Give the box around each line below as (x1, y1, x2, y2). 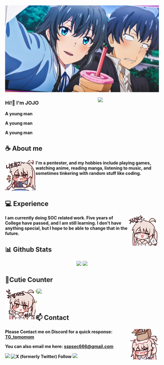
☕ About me (5, 145, 43, 153)
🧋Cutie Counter (5, 276, 53, 284)
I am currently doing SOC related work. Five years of (5, 215, 113, 221)
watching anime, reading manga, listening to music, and (36, 165, 152, 171)
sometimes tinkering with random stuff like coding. (36, 170, 142, 176)
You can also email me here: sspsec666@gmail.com (5, 344, 114, 349)
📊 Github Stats (5, 245, 52, 254)
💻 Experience (5, 200, 49, 208)
